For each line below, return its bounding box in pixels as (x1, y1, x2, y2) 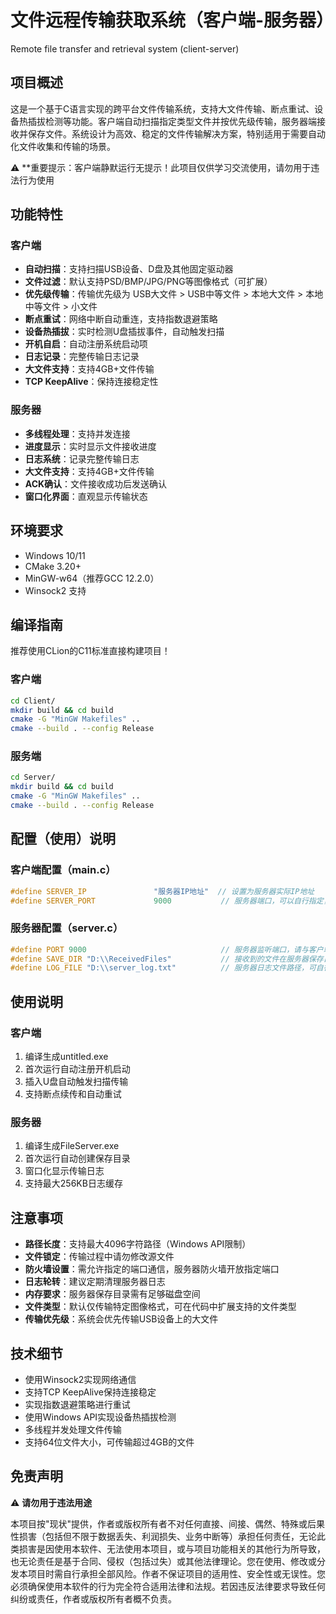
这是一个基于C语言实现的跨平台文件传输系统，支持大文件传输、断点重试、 (10, 102, 315, 115)
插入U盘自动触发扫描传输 (24, 1076, 129, 1087)
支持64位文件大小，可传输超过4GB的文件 (24, 1436, 195, 1448)
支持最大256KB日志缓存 (24, 1177, 123, 1190)
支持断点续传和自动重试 (24, 1088, 122, 1100)
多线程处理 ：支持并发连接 (24, 427, 131, 440)
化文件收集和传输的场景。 (10, 140, 116, 152)
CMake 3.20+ (24, 560, 82, 572)
